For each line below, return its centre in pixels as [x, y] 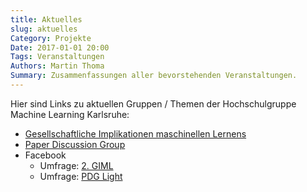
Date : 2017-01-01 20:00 [60, 47]
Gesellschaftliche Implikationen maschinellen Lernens [135, 133]
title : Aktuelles [46, 19]
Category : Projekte [51, 38]
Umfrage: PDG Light [81, 176]
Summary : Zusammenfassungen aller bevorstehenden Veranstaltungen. [154, 76]
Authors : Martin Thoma [57, 66]
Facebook [45, 155]
